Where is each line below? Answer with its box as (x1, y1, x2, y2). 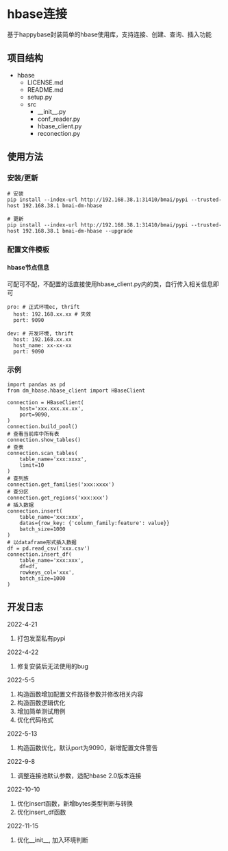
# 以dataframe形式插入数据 (7, 539, 77, 546)
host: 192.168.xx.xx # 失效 (13, 310, 91, 318)
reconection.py (37, 129, 81, 137)
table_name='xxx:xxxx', (19, 456, 88, 463)
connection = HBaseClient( (7, 399, 84, 406)
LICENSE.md (27, 78, 64, 86)
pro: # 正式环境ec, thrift (7, 303, 80, 310)
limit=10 (19, 461, 45, 469)
